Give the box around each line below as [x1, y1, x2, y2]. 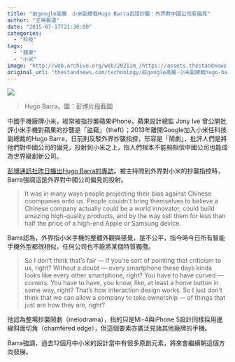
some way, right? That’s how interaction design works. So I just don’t [24, 286, 222, 294]
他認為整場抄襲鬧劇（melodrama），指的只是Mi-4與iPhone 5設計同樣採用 [7, 315, 217, 324]
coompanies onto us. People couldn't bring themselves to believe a [24, 196, 219, 205]
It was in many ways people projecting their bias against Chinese [24, 189, 212, 198]
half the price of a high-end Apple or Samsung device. [24, 219, 182, 227]
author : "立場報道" [7, 17, 60, 24]
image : [7, 62, 27, 69]
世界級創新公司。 [13, 152, 63, 160]
